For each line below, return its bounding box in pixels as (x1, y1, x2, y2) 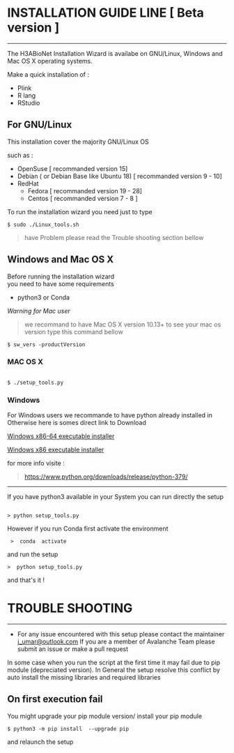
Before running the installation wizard (7, 272, 115, 281)
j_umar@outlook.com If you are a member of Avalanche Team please (17, 637, 215, 646)
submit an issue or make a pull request (17, 645, 129, 653)
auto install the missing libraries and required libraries (7, 673, 162, 682)
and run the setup (7, 550, 58, 559)
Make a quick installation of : (7, 70, 89, 78)
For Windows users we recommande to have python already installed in (7, 411, 212, 419)
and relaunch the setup (7, 738, 74, 746)
